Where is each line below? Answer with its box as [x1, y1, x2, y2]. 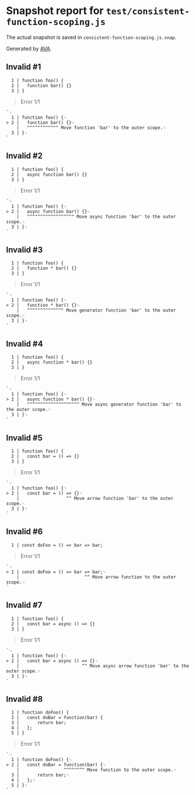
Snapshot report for [6, 4, 104, 18]
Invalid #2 [6, 151, 43, 161]
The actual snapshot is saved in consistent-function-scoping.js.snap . [6, 33, 177, 40]
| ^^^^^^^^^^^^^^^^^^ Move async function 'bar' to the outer [16, 214, 176, 220]
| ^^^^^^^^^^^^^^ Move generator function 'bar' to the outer [16, 307, 176, 314]
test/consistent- [106, 6, 190, 17]
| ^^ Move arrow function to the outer [16, 574, 176, 580]
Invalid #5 [6, 433, 43, 443]
